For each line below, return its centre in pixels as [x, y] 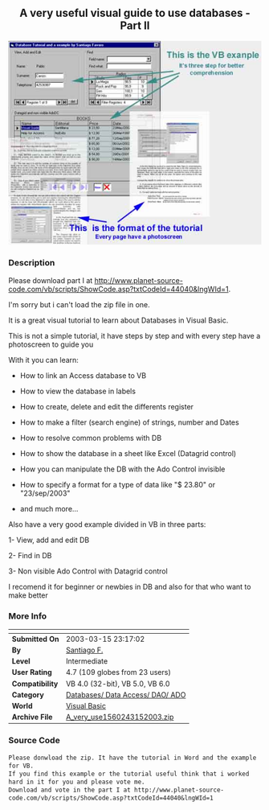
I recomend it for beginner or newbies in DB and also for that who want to [130, 586]
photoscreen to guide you [51, 344]
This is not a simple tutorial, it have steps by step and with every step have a [134, 335]
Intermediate [87, 661]
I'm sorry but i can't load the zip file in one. [79, 304]
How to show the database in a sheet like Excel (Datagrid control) [128, 453]
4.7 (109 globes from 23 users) [118, 672]
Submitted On [35, 639]
